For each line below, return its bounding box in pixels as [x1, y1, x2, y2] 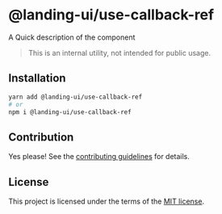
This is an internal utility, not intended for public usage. [27, 48, 212, 57]
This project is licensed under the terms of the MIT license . [8, 196, 204, 206]
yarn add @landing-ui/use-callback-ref [8, 93, 143, 101]
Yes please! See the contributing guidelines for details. [8, 152, 190, 162]
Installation [8, 71, 66, 86]
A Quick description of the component [8, 32, 136, 42]
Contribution [8, 130, 74, 144]
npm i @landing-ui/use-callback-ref [8, 107, 132, 116]
